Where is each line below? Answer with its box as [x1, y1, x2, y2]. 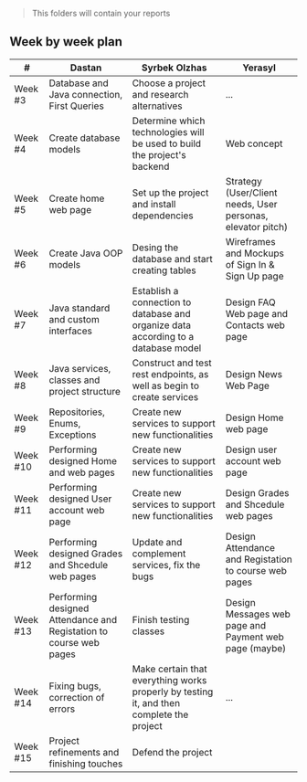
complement [132, 547, 186, 560]
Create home [48, 192, 105, 205]
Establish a [132, 284, 179, 297]
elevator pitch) [225, 220, 288, 233]
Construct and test [132, 356, 212, 369]
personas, [225, 209, 269, 222]
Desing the [132, 241, 179, 254]
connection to [132, 296, 192, 309]
